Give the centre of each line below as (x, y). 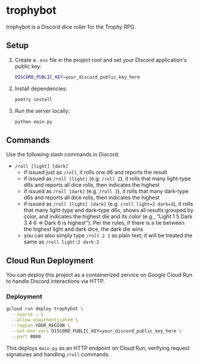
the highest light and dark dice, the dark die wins (83, 229)
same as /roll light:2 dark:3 (61, 242)
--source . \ (28, 315)
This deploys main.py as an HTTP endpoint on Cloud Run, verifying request (98, 348)
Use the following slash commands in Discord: (63, 155)
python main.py (34, 122)
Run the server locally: (42, 111)
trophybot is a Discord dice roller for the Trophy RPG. (71, 27)
